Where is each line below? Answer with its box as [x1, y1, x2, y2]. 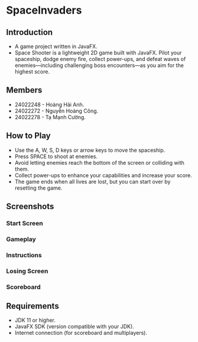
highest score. [14, 68, 50, 75]
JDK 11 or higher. [14, 317, 56, 324]
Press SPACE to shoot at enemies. [14, 152, 98, 160]
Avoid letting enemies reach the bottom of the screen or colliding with [14, 159, 185, 166]
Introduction [6, 27, 53, 37]
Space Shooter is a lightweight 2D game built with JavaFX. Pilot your [14, 49, 182, 56]
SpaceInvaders [6, 4, 82, 17]
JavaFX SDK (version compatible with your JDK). [14, 323, 134, 330]
